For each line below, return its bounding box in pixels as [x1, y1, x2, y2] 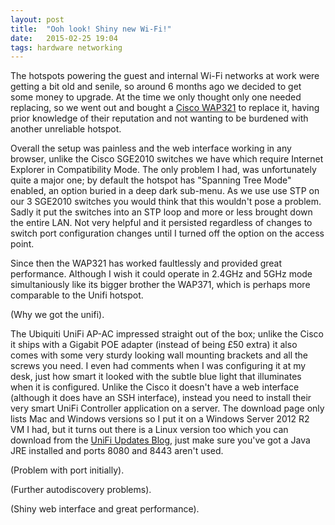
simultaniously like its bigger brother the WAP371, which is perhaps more [10, 279, 311, 291]
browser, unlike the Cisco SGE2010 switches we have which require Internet [10, 153, 324, 165]
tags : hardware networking [10, 42, 123, 53]
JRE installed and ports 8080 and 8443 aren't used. [10, 445, 224, 457]
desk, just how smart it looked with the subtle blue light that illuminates [10, 371, 302, 383]
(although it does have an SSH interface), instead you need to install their [10, 392, 312, 404]
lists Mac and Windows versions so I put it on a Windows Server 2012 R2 [10, 413, 310, 425]
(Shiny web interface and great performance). [10, 503, 200, 515]
